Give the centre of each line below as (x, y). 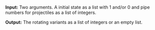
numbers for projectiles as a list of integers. (51, 12)
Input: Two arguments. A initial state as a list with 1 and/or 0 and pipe (77, 7)
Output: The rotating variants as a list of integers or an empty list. (74, 22)
